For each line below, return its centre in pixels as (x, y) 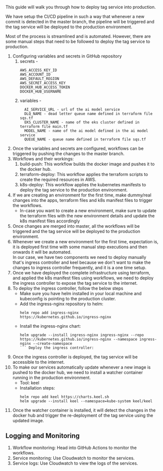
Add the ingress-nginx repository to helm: (62, 304)
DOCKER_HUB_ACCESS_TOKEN (45, 87)
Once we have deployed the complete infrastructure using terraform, (81, 273)
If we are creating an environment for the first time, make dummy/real (82, 195)
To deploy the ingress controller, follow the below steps (68, 288)
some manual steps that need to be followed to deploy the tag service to (78, 41)
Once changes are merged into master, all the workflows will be (76, 226)
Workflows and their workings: (43, 159)
